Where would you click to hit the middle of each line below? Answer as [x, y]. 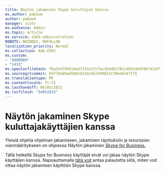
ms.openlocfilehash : [26, 69]
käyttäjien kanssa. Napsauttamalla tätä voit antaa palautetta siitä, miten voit [81, 160]
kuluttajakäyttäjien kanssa [60, 127]
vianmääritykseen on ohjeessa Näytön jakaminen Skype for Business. [75, 145]
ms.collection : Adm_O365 [30, 51]
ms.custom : [16, 55]
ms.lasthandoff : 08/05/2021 [34, 87]
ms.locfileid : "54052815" [31, 92]
